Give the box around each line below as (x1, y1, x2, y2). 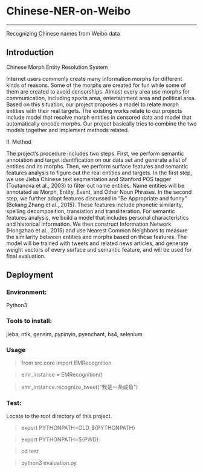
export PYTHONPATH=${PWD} (21, 436, 99, 443)
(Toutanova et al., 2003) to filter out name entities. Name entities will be (6, 182, 185, 189)
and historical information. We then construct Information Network (6, 220, 172, 228)
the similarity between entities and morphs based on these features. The (6, 233, 187, 240)
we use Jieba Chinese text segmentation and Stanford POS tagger (6, 175, 172, 182)
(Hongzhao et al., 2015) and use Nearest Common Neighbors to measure (6, 226, 188, 234)
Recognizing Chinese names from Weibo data (6, 30, 120, 37)
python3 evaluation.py (21, 459, 77, 467)
